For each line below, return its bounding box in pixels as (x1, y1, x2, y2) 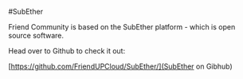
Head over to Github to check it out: (8, 46, 126, 55)
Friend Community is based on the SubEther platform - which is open (8, 22, 236, 31)
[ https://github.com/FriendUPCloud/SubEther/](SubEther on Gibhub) (8, 61, 233, 71)
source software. (8, 31, 65, 40)
